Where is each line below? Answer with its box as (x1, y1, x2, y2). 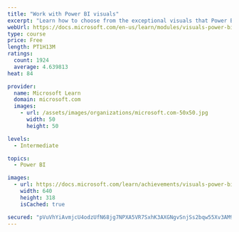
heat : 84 (7, 70, 33, 77)
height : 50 (26, 122, 59, 130)
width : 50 (26, 116, 55, 123)
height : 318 (20, 194, 55, 201)
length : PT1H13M (7, 43, 55, 51)
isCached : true (20, 201, 65, 208)
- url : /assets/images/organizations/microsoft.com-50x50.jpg (20, 110, 208, 117)
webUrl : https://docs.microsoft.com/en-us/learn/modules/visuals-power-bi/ (7, 23, 237, 31)
